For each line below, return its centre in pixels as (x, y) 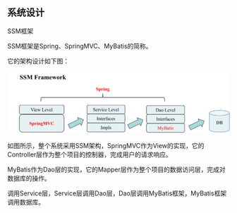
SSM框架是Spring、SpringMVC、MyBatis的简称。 (80, 46)
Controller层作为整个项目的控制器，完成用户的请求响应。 (90, 154)
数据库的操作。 (29, 178)
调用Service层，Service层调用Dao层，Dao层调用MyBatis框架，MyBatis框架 (117, 193)
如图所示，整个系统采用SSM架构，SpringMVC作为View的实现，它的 (106, 146)
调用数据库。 (26, 202)
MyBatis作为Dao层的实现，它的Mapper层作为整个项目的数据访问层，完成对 (116, 170)
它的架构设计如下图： (38, 61)
